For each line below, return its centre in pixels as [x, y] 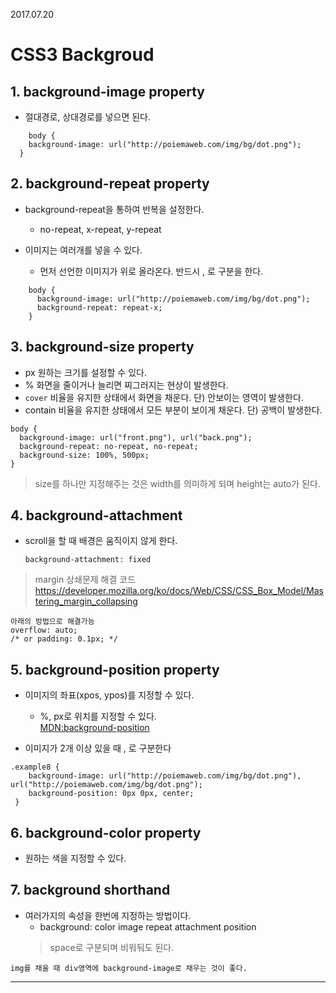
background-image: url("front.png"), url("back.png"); [136, 437]
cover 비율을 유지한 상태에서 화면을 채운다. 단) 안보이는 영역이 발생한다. [164, 397]
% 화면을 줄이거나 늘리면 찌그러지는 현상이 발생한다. [126, 385]
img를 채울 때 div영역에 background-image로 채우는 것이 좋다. [129, 968]
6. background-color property [106, 832]
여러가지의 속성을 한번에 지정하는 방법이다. [108, 915]
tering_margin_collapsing [86, 601]
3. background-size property [102, 347]
